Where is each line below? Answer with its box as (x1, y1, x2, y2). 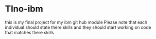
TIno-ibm (5, 3, 44, 14)
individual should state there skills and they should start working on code (5, 24, 152, 30)
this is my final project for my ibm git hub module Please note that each (5, 19, 148, 25)
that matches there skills (5, 29, 54, 35)
